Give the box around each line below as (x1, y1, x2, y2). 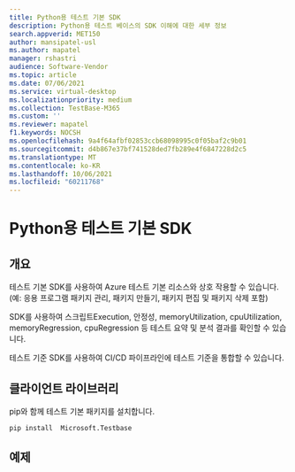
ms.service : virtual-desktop (9, 87, 117, 96)
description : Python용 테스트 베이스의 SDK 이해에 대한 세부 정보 (9, 21, 227, 30)
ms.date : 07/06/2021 (9, 79, 86, 88)
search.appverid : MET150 (9, 29, 101, 38)
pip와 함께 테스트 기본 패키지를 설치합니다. (9, 406, 155, 416)
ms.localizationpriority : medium (9, 95, 132, 104)
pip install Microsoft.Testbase (9, 423, 132, 432)
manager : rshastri (9, 54, 77, 63)
